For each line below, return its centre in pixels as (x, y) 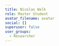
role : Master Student (27, 14)
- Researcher (22, 36)
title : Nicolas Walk (26, 9)
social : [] (16, 23)
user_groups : (18, 32)
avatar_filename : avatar (30, 18)
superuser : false (22, 27)
